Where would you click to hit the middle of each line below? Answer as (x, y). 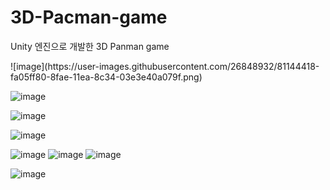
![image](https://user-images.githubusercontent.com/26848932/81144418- (165, 66)
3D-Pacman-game (89, 17)
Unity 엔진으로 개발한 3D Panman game (90, 46)
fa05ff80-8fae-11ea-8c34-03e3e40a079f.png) (106, 77)
